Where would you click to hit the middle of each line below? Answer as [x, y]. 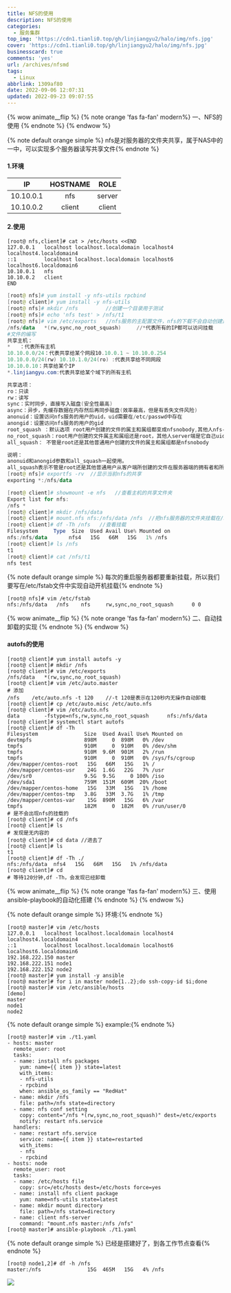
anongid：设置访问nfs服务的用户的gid [55, 424]
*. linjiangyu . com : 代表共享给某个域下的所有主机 [69, 372]
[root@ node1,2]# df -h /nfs [49, 1263]
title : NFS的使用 [30, 13]
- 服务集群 [27, 33]
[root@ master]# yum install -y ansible [66, 975]
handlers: [27, 1127]
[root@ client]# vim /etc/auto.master [63, 683]
